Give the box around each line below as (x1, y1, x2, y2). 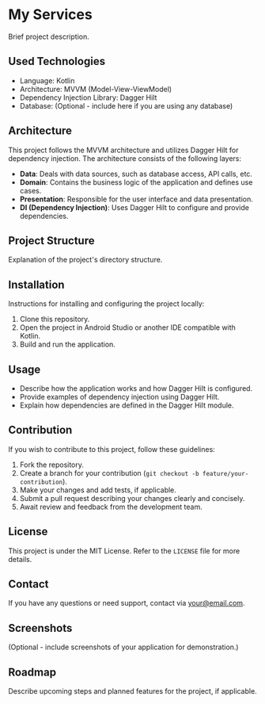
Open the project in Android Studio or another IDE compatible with (19, 323, 236, 332)
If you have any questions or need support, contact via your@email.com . (8, 599, 245, 608)
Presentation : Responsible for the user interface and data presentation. (19, 194, 253, 204)
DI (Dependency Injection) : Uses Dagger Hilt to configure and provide (19, 202, 249, 212)
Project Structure (8, 234, 95, 247)
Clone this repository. (19, 315, 90, 324)
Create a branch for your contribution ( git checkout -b (19, 468, 199, 477)
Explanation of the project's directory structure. (8, 255, 163, 265)
